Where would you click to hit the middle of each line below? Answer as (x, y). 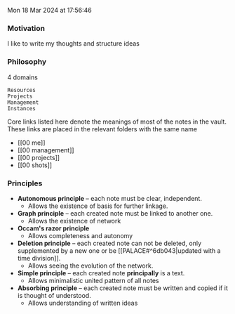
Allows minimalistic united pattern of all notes (93, 280)
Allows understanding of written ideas (83, 303)
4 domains (23, 77)
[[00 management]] (46, 150)
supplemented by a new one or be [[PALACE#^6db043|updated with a (119, 250)
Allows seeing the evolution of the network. (90, 266)
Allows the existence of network (74, 221)
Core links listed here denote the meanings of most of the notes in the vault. (117, 122)
